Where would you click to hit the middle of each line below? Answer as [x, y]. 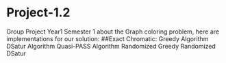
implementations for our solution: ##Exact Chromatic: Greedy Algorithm [108, 38]
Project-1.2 [38, 13]
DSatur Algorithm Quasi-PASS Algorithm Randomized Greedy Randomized [111, 46]
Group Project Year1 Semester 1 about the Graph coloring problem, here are [113, 32]
